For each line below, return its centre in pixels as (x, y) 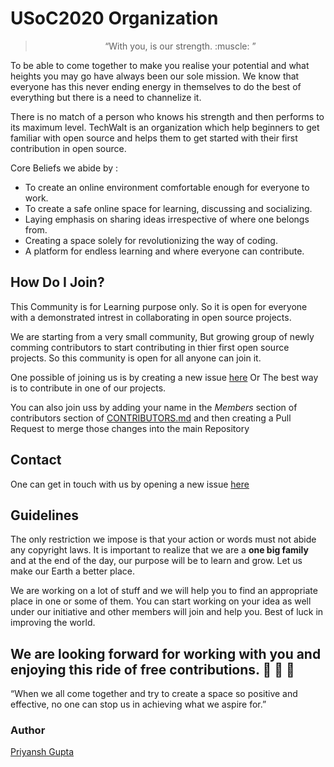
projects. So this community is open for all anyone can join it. (136, 358)
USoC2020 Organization (114, 18)
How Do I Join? (57, 282)
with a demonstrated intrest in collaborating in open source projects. (151, 317)
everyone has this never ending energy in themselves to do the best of (156, 86)
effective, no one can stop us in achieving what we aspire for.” (138, 704)
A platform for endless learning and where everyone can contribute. (164, 251)
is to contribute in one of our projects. (88, 388)
